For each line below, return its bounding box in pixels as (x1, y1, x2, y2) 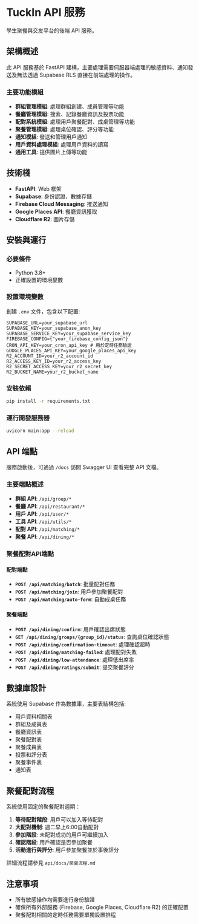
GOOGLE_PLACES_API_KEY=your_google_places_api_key (6, 347, 137, 354)
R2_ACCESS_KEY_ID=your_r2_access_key (6, 358, 102, 364)
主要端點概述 (6, 480, 44, 488)
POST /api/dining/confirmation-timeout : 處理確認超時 (15, 640, 151, 648)
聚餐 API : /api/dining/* (15, 533, 74, 541)
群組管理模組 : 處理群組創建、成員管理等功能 (15, 103, 125, 110)
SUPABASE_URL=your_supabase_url (6, 320, 88, 326)
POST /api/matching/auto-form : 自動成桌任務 (15, 596, 126, 603)
